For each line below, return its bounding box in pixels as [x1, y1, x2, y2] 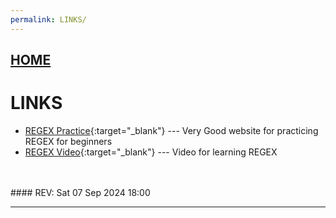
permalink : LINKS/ [10, 14, 87, 25]
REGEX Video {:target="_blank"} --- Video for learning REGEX [24, 146, 278, 158]
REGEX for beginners [24, 135, 113, 147]
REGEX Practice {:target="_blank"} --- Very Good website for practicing [24, 124, 319, 136]
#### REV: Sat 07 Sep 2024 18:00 [10, 186, 151, 198]
